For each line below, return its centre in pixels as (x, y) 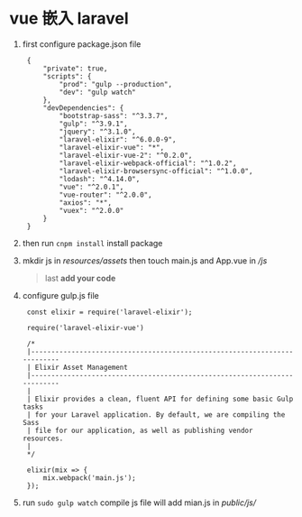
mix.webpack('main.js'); (90, 478)
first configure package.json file (82, 44)
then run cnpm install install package (92, 243)
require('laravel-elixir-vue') (85, 328)
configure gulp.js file (60, 295)
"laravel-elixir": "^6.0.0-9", (118, 139)
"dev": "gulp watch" (98, 92)
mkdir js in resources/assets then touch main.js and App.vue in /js (145, 260)
